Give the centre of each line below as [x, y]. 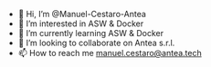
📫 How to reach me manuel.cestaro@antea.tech [110, 53]
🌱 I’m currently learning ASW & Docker [91, 33]
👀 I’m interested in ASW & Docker [81, 24]
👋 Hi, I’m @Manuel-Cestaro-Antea [82, 14]
